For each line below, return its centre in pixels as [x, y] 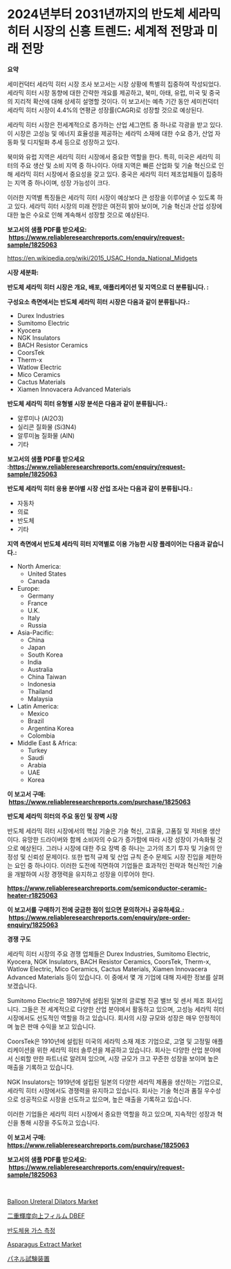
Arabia [37, 765]
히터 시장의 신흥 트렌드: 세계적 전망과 [105, 32]
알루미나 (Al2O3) [40, 418]
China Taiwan [47, 677]
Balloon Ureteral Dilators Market [53, 1201]
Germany [40, 596]
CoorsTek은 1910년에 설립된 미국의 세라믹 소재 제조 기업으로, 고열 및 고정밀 [109, 1041]
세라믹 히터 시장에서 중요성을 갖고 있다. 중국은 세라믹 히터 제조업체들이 [109, 174]
